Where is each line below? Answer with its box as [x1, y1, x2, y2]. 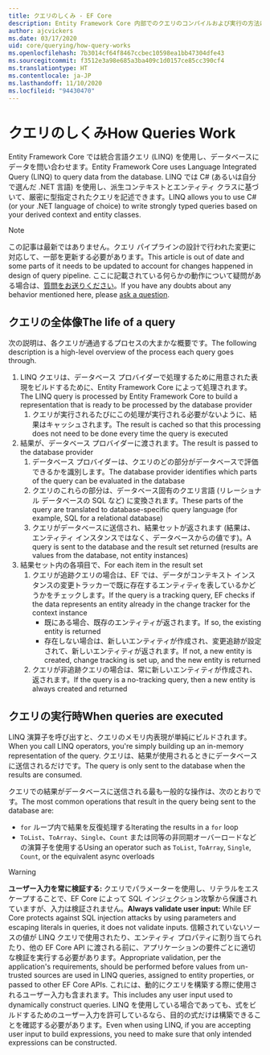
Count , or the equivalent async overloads [19, 851, 155, 861]
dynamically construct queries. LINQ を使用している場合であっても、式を [8, 999, 250, 1009]
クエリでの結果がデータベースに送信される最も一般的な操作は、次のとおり [8, 786, 255, 796]
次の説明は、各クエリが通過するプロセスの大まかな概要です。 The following [8, 338, 257, 348]
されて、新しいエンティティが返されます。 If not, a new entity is [43, 646, 252, 656]
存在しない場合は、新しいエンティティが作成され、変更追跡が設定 [43, 636, 262, 646]
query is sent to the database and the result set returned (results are [31, 542, 259, 552]
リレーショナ [219, 486, 262, 495]
